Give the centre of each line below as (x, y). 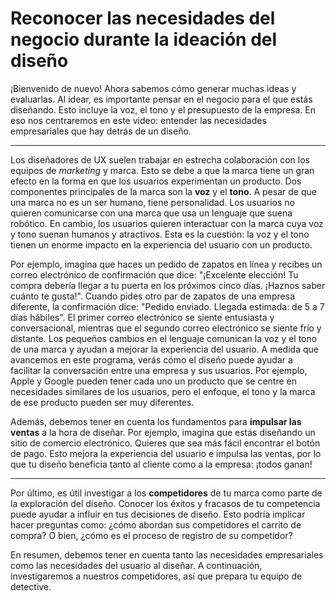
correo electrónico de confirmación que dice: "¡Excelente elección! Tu (154, 274)
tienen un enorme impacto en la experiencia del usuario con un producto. (161, 244)
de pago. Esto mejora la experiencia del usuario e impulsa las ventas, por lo (166, 453)
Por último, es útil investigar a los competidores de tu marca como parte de (166, 493)
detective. (31, 586)
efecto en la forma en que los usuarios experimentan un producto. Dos (156, 181)
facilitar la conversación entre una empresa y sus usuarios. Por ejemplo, (159, 370)
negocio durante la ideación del (144, 39)
